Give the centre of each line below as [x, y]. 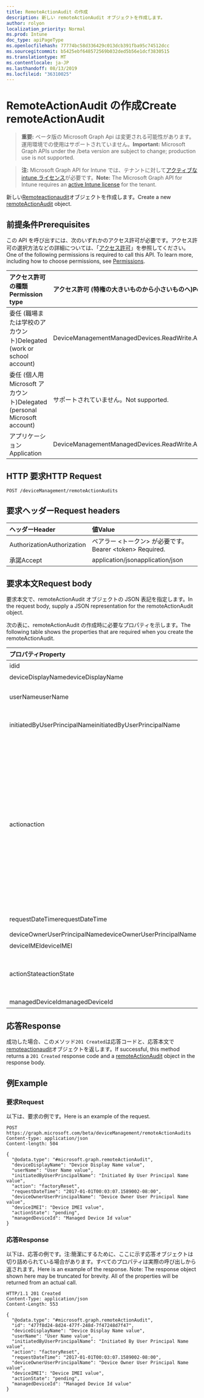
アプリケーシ [28, 436]
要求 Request [25, 1102]
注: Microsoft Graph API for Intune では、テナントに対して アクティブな [109, 170]
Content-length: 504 [32, 1144]
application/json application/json [138, 560]
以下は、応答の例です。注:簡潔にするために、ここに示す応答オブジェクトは [100, 1254]
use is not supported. [48, 158]
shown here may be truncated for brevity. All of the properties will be [93, 1276]
